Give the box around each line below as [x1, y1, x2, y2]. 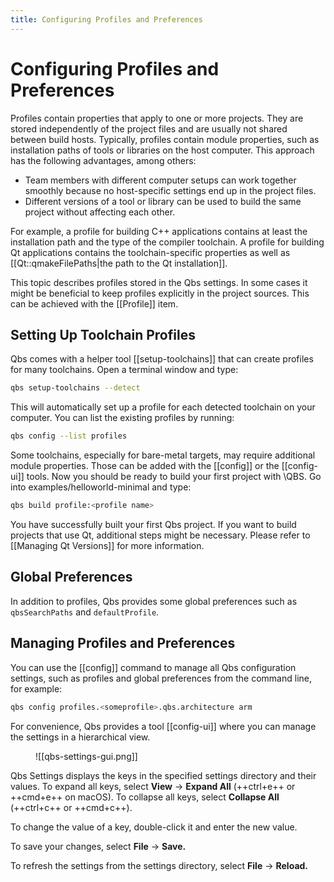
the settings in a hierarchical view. [10, 731, 151, 743]
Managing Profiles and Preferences [10, 635, 236, 652]
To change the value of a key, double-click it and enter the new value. [10, 821, 298, 833]
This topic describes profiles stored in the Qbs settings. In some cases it [10, 276, 308, 288]
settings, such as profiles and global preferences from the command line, [10, 672, 313, 684]
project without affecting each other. [24, 206, 176, 218]
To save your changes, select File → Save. [10, 840, 187, 852]
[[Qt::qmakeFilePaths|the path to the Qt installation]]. [10, 257, 228, 269]
